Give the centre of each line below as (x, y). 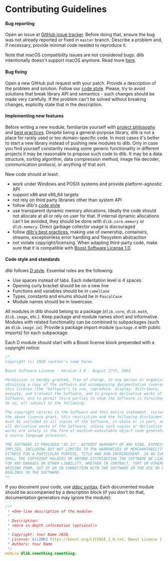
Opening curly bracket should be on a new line (60, 286)
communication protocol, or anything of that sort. (56, 164)
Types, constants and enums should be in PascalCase (67, 296)
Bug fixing (16, 72)
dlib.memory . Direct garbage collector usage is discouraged (74, 227)
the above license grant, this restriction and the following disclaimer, (85, 417)
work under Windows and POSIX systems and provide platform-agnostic (87, 184)
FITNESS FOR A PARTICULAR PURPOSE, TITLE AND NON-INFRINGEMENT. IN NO (80, 454)
